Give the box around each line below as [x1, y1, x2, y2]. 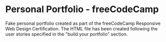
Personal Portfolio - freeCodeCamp [5, 4, 159, 15]
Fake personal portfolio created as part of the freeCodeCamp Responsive [5, 20, 161, 26]
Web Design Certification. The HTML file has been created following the [5, 25, 158, 31]
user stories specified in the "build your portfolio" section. [5, 31, 128, 37]
